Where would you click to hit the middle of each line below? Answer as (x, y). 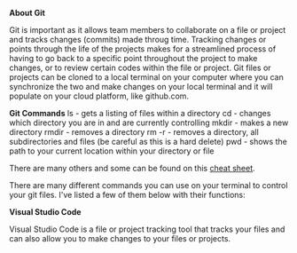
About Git (27, 13)
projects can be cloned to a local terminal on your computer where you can (146, 77)
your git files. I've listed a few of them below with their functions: (127, 195)
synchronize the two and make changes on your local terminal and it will (141, 87)
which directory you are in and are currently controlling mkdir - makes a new (149, 123)
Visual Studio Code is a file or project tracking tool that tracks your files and (147, 229)
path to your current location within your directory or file (112, 151)
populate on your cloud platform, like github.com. (99, 96)
